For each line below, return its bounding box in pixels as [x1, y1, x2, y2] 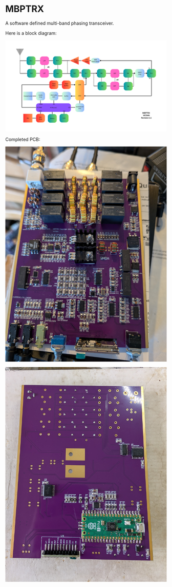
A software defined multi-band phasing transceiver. [5, 20, 114, 26]
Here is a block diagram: [5, 30, 57, 36]
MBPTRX [5, 3, 45, 15]
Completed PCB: [5, 137, 40, 143]
